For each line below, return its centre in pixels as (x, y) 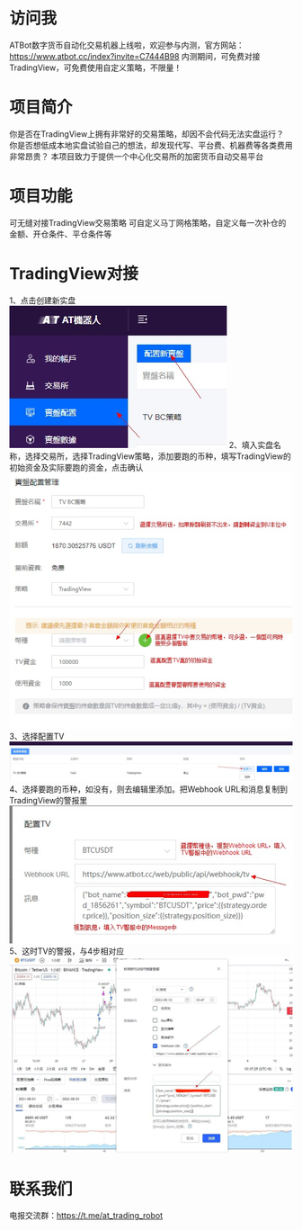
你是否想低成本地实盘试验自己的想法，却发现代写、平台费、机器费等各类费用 (151, 145)
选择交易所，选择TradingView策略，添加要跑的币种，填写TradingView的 (158, 456)
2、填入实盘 (251, 444)
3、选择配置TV (37, 736)
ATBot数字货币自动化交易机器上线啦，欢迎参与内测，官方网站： (127, 45)
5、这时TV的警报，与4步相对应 (67, 951)
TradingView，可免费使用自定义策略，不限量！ (96, 67)
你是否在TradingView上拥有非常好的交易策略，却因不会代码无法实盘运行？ (147, 134)
